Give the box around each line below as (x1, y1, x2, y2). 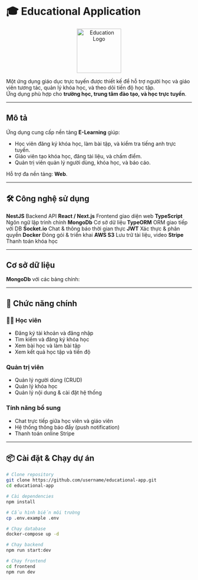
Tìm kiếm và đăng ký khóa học (14, 336, 90, 343)
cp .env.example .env (6, 515, 60, 521)
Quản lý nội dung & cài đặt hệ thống (14, 389, 102, 396)
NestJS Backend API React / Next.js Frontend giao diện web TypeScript (6, 212, 183, 219)
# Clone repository (6, 472, 54, 478)
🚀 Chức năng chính (6, 298, 78, 308)
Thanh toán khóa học (6, 237, 58, 245)
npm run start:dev (6, 548, 51, 553)
